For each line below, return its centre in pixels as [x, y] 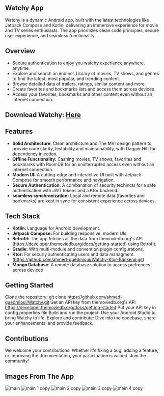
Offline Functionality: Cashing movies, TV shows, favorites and [77, 159]
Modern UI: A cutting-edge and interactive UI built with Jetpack [77, 174]
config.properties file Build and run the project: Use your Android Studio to [80, 313]
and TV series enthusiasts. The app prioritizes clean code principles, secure [82, 30]
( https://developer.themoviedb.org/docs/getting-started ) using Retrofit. [84, 244]
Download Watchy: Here [43, 115]
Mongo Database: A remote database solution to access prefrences [81, 264]
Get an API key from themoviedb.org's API [93, 302]
